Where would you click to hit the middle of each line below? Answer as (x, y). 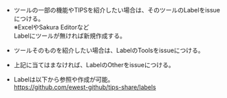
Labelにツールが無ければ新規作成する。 (69, 36)
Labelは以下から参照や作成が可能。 (64, 79)
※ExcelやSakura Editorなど (51, 27)
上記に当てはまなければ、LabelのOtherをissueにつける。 (94, 65)
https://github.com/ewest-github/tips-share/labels (85, 87)
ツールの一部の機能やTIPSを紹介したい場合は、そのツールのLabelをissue (117, 10)
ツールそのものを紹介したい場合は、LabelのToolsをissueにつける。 (109, 50)
